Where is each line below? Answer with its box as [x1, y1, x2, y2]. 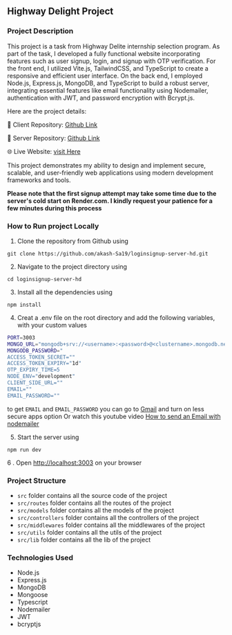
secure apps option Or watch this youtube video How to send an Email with [7, 412, 221, 420]
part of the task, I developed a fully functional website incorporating [7, 49, 200, 57]
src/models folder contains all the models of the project [17, 506, 175, 515]
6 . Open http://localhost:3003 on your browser [7, 458, 142, 467]
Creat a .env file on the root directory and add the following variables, [17, 313, 215, 321]
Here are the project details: [7, 107, 87, 115]
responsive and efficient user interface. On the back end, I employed [7, 71, 202, 80]
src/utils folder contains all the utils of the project [17, 528, 162, 537]
